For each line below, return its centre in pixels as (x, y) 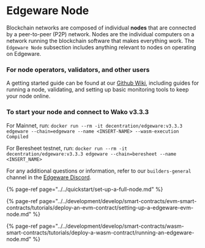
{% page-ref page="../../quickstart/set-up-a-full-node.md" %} (85, 189)
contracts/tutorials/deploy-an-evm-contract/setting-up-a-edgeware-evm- (100, 207)
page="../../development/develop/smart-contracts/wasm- (112, 226)
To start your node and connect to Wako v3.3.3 (77, 112)
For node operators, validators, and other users (78, 69)
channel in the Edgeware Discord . (49, 177)
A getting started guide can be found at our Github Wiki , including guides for (103, 83)
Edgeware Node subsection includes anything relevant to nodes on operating (101, 47)
